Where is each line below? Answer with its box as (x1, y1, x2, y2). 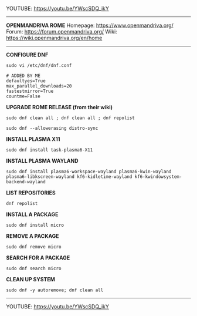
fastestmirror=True (6, 88, 54, 94)
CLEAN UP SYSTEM (6, 276, 56, 283)
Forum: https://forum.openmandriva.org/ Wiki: (6, 28, 117, 35)
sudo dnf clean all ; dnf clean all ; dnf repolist (6, 115, 135, 121)
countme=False (6, 93, 41, 99)
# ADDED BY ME (6, 73, 41, 79)
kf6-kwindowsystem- (134, 174, 182, 180)
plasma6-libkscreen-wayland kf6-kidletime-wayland (6, 174, 133, 180)
